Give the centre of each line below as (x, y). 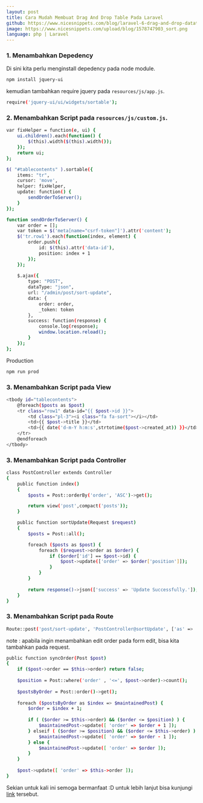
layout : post (23, 12)
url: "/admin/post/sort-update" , (70, 293)
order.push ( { (44, 242)
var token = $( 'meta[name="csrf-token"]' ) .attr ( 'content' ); (94, 231)
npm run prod (23, 372)
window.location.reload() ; (72, 332)
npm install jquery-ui (35, 80)
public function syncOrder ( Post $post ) (56, 658)
